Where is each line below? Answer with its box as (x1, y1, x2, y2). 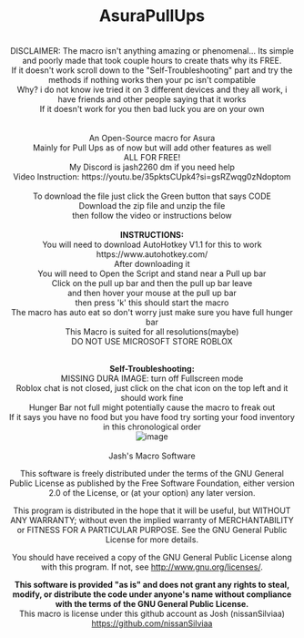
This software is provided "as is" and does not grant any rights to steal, (14, 579, 290, 590)
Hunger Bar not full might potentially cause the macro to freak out (28, 402, 276, 413)
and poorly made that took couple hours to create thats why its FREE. (22, 55, 282, 66)
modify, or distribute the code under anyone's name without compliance (12, 589, 292, 600)
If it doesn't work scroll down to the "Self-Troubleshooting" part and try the (11, 65, 293, 76)
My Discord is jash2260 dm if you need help (68, 161, 236, 172)
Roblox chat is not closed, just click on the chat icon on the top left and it (15, 382, 289, 393)
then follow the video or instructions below (71, 210, 233, 221)
